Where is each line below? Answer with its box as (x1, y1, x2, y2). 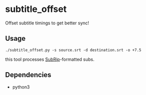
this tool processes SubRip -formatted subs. (5, 56, 95, 62)
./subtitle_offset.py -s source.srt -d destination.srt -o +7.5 (5, 47, 142, 53)
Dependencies (5, 71, 51, 79)
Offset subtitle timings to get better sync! (5, 20, 90, 26)
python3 (12, 84, 30, 90)
